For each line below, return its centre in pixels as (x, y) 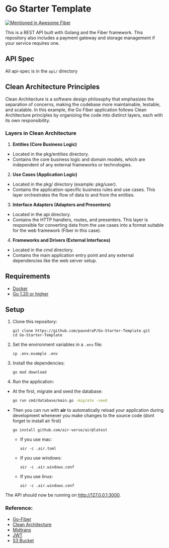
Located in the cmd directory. (43, 250)
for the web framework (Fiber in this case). (57, 230)
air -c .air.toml (38, 449)
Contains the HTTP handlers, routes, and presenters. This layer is (80, 220)
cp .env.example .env (35, 354)
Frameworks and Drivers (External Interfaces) (61, 240)
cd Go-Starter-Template (37, 335)
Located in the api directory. (42, 214)
